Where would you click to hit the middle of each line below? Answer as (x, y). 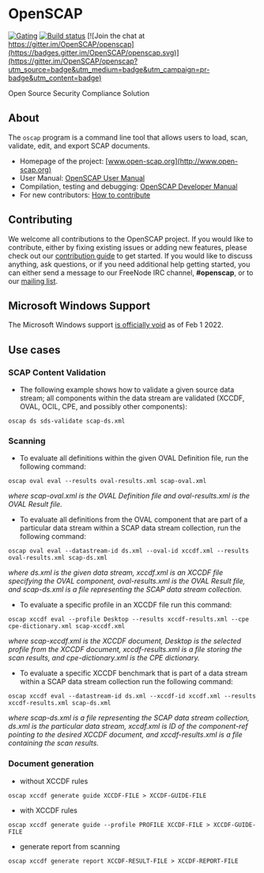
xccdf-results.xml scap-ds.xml (60, 703)
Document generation (51, 764)
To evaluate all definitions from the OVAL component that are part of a (134, 519)
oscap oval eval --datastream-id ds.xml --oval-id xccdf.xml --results (128, 551)
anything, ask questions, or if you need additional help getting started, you (129, 264)
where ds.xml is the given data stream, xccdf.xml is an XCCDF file (116, 572)
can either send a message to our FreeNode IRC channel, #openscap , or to (131, 272)
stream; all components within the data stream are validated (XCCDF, (132, 398)
